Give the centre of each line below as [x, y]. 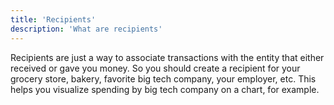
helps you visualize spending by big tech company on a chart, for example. [165, 89]
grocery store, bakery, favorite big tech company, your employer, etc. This [163, 78]
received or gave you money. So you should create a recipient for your [155, 68]
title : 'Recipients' [53, 19]
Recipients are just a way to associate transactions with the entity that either [167, 57]
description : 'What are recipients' [86, 29]
